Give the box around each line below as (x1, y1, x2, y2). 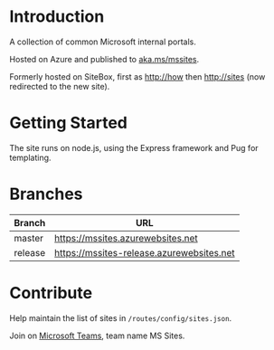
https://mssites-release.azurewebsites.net (53, 246, 235, 259)
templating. (9, 152, 52, 163)
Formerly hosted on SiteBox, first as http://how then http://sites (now (9, 71, 266, 82)
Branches (9, 184, 83, 204)
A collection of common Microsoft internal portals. (9, 36, 197, 47)
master (14, 232, 43, 244)
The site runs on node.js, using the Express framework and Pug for (9, 142, 260, 153)
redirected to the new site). (9, 80, 110, 91)
